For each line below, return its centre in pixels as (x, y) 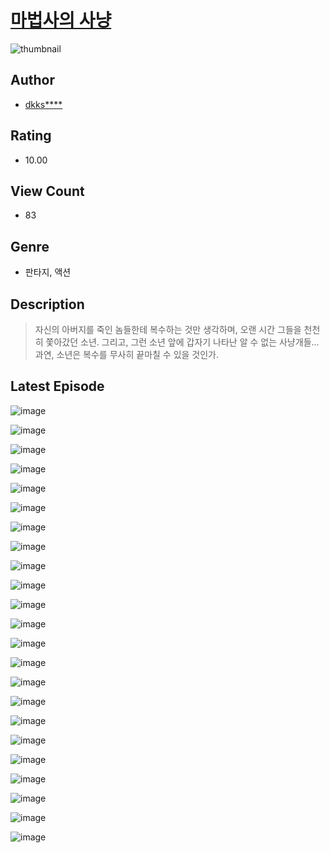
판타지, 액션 (48, 272)
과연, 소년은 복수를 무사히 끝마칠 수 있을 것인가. (127, 354)
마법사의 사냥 (61, 20)
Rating (31, 136)
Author (32, 80)
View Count (47, 191)
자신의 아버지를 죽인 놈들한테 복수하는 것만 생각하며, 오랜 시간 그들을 (168, 329)
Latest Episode (57, 386)
